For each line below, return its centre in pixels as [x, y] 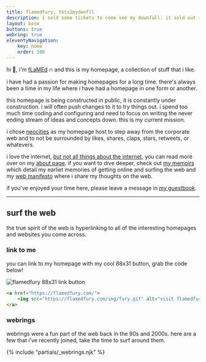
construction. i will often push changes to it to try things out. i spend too [97, 106]
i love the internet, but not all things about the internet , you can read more [100, 156]
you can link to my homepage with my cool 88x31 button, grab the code [97, 263]
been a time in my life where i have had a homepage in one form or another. [102, 88]
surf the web [31, 213]
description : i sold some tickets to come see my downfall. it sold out [101, 18]
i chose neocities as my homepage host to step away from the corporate [98, 131]
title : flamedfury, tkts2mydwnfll [51, 12]
